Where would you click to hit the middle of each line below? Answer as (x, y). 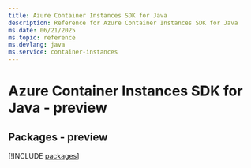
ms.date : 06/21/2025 (42, 30)
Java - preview (58, 108)
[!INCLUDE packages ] (44, 156)
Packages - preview (58, 137)
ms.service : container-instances (63, 52)
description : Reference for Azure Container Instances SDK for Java (123, 23)
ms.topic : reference (42, 37)
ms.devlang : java (37, 45)
